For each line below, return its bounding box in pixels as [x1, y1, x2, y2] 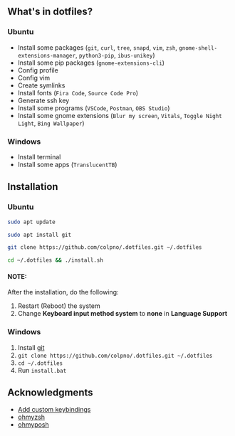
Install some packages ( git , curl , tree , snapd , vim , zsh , [17, 43, 178, 52]
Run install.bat [17, 366, 67, 374]
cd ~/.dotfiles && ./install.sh [7, 257, 103, 264]
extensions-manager [17, 52, 76, 59]
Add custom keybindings [17, 405, 91, 414]
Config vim [17, 73, 51, 82]
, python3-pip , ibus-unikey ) [75, 50, 155, 59]
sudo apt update [7, 218, 56, 225]
